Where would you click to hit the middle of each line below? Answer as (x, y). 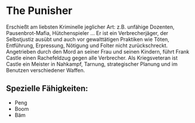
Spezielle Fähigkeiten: (47, 89)
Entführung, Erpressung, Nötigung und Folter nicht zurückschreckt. (87, 45)
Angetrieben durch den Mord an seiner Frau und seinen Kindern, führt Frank (98, 51)
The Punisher (39, 11)
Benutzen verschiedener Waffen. (46, 70)
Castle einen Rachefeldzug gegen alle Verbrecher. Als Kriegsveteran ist (92, 58)
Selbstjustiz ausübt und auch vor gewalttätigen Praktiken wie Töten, (88, 39)
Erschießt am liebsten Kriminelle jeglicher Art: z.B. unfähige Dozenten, (90, 27)
